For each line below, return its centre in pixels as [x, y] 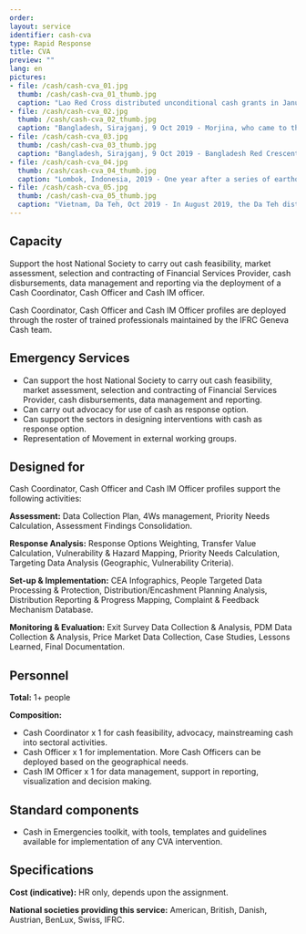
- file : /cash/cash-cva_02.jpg [69, 111]
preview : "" [32, 60]
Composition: [36, 715]
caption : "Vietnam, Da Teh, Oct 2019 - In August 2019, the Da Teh [148, 205]
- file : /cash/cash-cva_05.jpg [69, 188]
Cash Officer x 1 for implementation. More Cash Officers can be [142, 752]
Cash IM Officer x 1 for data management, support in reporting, [141, 772]
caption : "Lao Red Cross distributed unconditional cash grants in [148, 103]
